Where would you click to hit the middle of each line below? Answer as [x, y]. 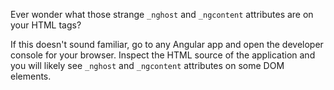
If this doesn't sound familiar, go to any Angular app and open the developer [167, 44]
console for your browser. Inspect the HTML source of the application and [163, 55]
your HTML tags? [46, 25]
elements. [31, 76]
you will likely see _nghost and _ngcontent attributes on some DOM [147, 65]
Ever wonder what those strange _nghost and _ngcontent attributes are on [162, 14]
